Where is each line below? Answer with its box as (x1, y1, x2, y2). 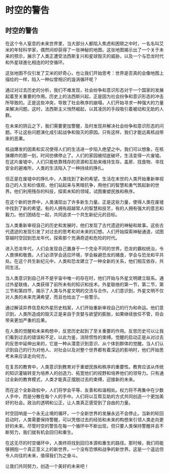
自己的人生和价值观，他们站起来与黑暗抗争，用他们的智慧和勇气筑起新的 (5, 182, 155, 188)
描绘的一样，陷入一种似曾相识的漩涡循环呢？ (5, 76, 98, 82)
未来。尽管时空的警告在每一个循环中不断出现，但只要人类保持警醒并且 (14, 423, 159, 429)
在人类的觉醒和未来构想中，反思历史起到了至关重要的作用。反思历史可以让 (5, 328, 159, 334)
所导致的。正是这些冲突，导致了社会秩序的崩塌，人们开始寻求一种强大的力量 (5, 100, 164, 106)
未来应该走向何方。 (9, 353, 49, 359)
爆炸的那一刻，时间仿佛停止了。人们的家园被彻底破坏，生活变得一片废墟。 (9, 152, 164, 159)
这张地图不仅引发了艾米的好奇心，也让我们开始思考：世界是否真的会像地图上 (5, 70, 164, 76)
